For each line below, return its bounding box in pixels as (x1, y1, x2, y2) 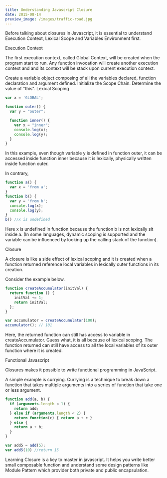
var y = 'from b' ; (9, 198, 48, 203)
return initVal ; (14, 300, 48, 305)
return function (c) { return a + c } (14, 415, 93, 420)
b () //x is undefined (5, 217, 50, 222)
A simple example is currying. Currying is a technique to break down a (5, 377, 150, 383)
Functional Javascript (5, 357, 49, 363)
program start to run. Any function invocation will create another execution (5, 60, 159, 66)
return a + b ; (14, 425, 43, 430)
